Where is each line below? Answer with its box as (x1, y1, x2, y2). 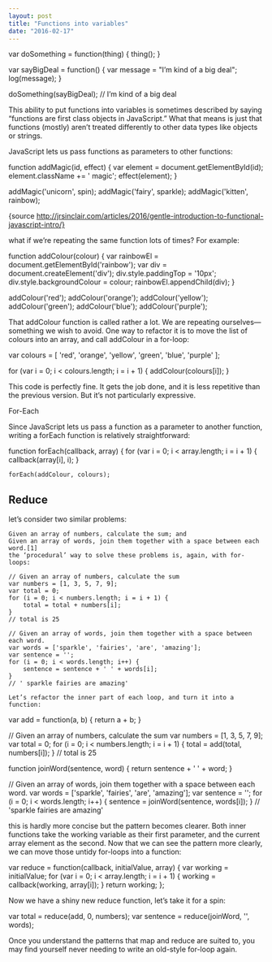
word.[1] (8, 544, 38, 552)
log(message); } (8, 74, 63, 84)
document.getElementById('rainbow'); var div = (8, 260, 168, 270)
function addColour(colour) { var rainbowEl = (8, 251, 159, 261)
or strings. (8, 131, 43, 141)
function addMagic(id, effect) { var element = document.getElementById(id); (8, 162, 264, 172)
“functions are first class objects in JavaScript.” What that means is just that (8, 114, 262, 123)
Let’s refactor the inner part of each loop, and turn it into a (8, 694, 234, 702)
